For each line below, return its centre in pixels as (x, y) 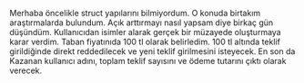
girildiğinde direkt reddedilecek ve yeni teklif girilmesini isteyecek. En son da (152, 51)
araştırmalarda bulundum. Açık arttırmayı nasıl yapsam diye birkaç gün (142, 23)
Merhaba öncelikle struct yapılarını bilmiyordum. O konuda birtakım (135, 13)
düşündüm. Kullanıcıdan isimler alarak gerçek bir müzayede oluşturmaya (145, 32)
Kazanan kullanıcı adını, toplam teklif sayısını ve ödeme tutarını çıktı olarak (148, 61)
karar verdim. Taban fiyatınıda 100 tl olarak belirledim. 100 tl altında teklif (145, 41)
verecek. (26, 70)
